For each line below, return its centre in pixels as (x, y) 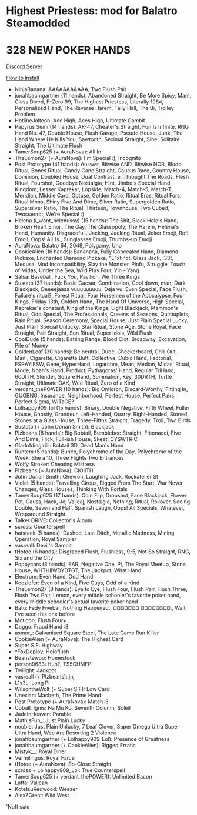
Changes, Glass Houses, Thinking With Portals (71, 489)
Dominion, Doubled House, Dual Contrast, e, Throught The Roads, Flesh (102, 177)
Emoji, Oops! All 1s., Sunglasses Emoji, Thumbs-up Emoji (83, 239)
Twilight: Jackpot (36, 670)
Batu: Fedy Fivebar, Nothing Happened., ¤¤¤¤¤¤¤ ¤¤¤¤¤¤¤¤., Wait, (101, 608)
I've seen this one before (45, 614)
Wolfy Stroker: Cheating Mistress (55, 464)
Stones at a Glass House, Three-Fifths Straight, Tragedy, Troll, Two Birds (103, 420)
